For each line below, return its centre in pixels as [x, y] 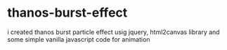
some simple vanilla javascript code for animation [79, 39]
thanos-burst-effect [67, 13]
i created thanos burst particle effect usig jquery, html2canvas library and [113, 32]
